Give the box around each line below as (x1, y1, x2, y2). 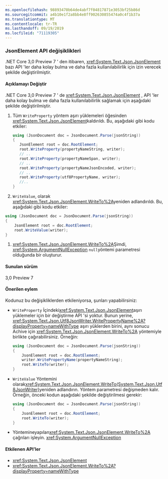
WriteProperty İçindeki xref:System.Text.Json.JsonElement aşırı (12, 307, 142, 313)
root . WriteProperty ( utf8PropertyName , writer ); (19, 175, 121, 180)
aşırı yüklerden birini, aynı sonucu (80, 323, 149, 329)
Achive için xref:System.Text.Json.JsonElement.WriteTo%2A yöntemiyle (12, 328, 162, 334)
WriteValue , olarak (12, 193, 51, 199)
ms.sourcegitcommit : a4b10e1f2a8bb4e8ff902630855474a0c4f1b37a (5, 12, 140, 17)
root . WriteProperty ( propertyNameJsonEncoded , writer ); (19, 165, 136, 171)
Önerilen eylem (5, 286, 38, 292)
